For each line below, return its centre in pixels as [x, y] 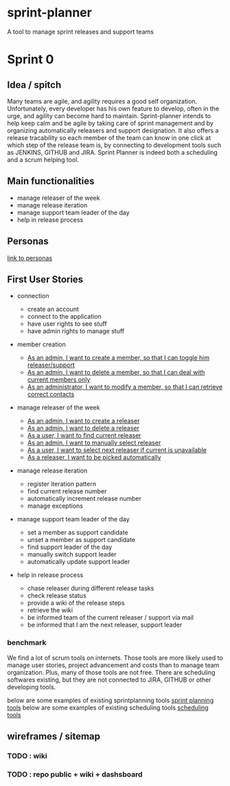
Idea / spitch [34, 85]
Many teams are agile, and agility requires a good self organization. [102, 101]
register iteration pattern [62, 484]
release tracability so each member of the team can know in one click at [109, 137]
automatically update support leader [79, 562]
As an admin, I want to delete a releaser [83, 428]
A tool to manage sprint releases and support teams [81, 32]
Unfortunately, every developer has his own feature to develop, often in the [113, 109]
